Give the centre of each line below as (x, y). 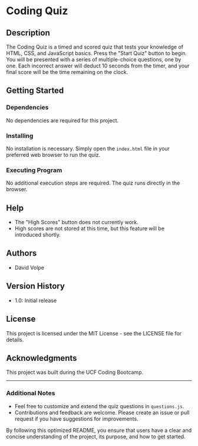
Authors (22, 253)
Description (28, 33)
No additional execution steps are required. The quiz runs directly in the (93, 183)
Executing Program (34, 170)
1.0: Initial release (36, 300)
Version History (35, 286)
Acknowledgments (42, 358)
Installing (20, 135)
